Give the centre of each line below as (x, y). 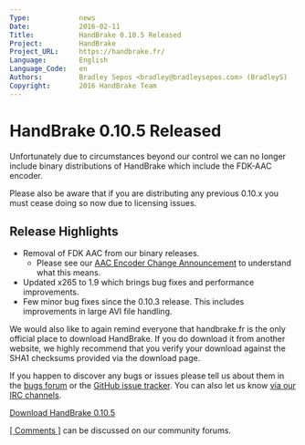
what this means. (68, 273)
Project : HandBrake (63, 43)
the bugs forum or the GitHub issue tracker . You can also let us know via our (153, 386)
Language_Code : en (49, 69)
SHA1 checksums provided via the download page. (105, 358)
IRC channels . (36, 395)
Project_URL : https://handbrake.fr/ (88, 52)
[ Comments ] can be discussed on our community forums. (120, 430)
